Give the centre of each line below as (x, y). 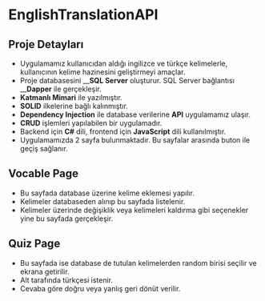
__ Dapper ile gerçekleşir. (60, 89)
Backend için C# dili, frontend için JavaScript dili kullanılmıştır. (123, 131)
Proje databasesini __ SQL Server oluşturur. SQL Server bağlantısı (127, 80)
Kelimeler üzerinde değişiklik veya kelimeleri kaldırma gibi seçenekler (134, 210)
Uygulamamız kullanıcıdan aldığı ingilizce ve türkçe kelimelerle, (124, 63)
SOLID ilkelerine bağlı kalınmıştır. (74, 106)
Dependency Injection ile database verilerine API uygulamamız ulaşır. (135, 114)
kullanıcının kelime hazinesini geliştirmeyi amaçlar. (102, 72)
